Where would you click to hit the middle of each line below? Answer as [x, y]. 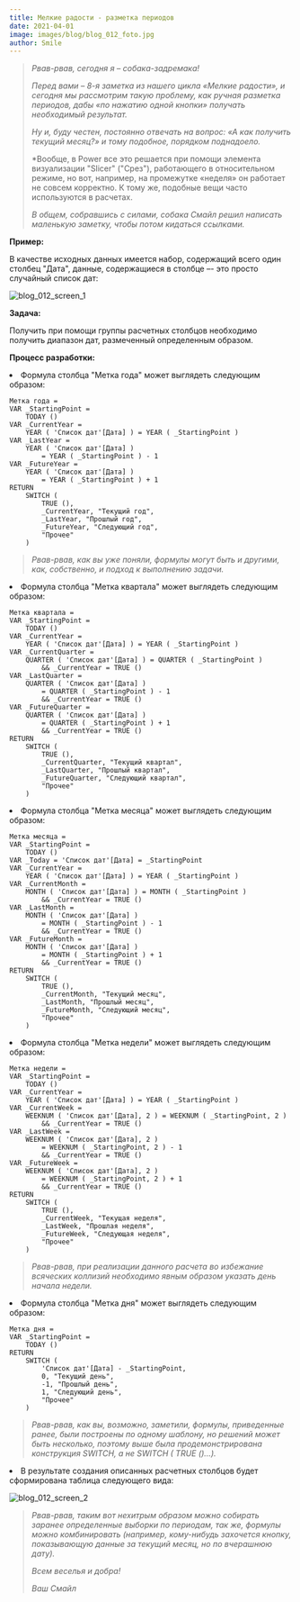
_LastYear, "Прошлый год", [92, 520]
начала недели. [62, 1286]
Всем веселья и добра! [76, 1571]
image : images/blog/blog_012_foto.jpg [82, 34]
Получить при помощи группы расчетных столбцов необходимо [133, 330]
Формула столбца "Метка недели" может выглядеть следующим [146, 1043]
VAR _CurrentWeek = [46, 1109]
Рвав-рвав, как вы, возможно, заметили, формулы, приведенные [158, 1425]
